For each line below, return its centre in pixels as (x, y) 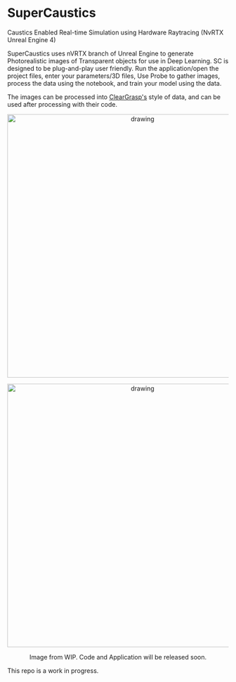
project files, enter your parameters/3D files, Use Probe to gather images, (113, 76)
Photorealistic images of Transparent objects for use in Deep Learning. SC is (118, 60)
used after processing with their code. (63, 104)
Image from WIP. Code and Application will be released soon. (118, 657)
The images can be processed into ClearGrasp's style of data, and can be (114, 97)
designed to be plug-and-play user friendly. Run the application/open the (113, 68)
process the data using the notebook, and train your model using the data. (114, 83)
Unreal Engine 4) (32, 39)
